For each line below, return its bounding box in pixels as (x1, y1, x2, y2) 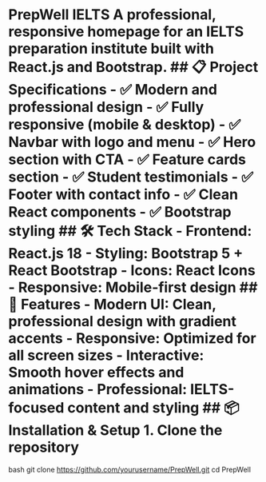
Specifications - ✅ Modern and (8, 81, 218, 99)
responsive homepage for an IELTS (8, 22, 244, 41)
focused (8, 399, 65, 417)
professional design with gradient (8, 313, 237, 331)
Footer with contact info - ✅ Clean (8, 185, 238, 204)
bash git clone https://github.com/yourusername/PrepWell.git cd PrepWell (8, 464, 252, 474)
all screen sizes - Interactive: (8, 346, 204, 364)
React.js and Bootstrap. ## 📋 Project (8, 58, 259, 77)
